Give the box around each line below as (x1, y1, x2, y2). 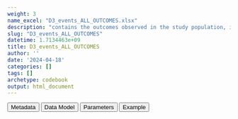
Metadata (11, 103, 36, 111)
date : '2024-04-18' (7, 57, 65, 64)
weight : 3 (7, 10, 37, 18)
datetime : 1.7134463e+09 (7, 37, 81, 44)
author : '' (7, 50, 40, 57)
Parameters (83, 103, 115, 111)
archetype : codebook (7, 76, 69, 84)
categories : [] (7, 63, 52, 70)
